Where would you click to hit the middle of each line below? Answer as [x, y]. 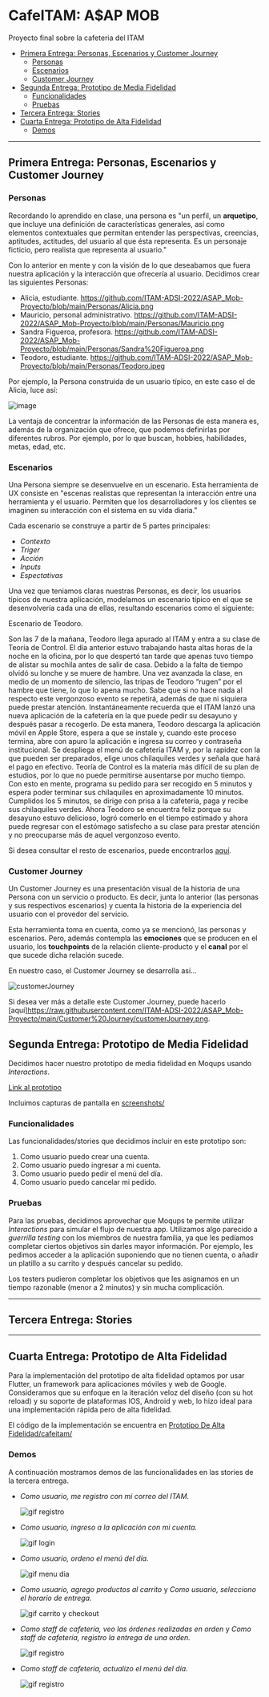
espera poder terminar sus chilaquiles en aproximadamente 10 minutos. [126, 792]
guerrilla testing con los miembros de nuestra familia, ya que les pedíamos [131, 1238]
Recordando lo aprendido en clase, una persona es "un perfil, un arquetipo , [133, 216]
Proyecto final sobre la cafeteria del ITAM [76, 38]
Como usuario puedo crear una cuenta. [84, 1157]
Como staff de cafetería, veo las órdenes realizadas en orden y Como [136, 1629]
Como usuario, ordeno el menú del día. [84, 1558]
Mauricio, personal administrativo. [76, 314]
